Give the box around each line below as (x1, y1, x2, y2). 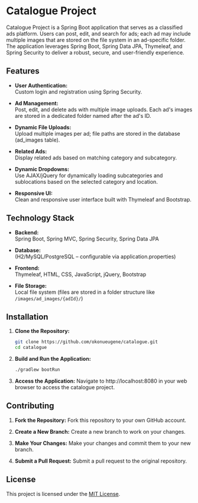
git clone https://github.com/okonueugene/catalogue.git (14, 339, 158, 345)
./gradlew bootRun (14, 367, 60, 373)
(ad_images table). (14, 136, 60, 143)
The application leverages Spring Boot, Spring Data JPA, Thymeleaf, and (6, 43, 183, 50)
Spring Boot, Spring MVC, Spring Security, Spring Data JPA (14, 235, 160, 242)
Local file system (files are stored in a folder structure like (14, 289, 155, 296)
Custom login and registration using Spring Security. (14, 88, 142, 95)
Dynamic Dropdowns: (14, 165, 70, 172)
